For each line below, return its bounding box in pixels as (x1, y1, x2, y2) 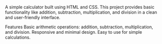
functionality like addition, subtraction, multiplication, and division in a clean (5, 9, 158, 15)
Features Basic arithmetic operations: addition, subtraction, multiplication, (5, 24, 153, 30)
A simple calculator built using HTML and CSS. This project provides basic (5, 4, 155, 10)
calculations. (5, 34, 31, 40)
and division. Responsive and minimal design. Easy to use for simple (5, 29, 142, 35)
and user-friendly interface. (5, 15, 61, 20)
